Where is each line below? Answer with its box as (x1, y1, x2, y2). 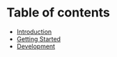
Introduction (16, 27, 52, 36)
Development (16, 42, 56, 50)
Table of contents (6, 5, 111, 21)
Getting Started (16, 34, 61, 43)
